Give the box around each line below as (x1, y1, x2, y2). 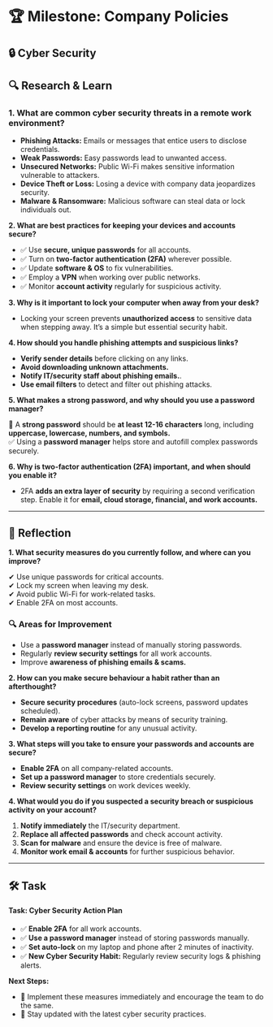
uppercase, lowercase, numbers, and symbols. (8, 428, 171, 438)
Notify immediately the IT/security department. (19, 821, 180, 830)
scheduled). (19, 706, 61, 716)
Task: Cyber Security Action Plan (8, 906, 123, 916)
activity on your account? (8, 805, 97, 815)
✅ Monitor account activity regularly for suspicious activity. (19, 282, 222, 292)
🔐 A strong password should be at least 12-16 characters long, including (8, 420, 254, 430)
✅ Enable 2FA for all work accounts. (19, 924, 142, 934)
